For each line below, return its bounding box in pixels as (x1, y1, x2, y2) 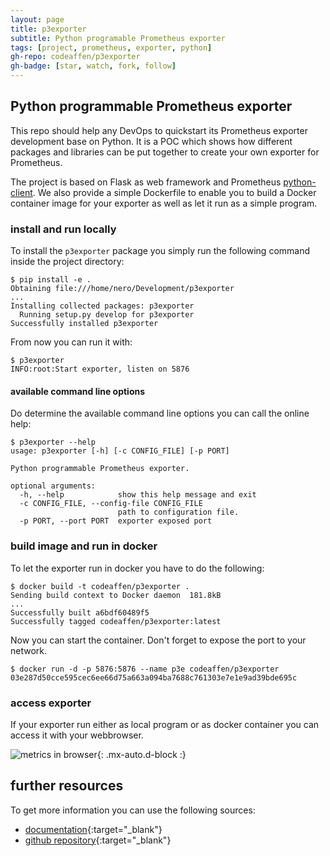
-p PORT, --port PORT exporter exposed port (19, 516, 213, 526)
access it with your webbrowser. (10, 729, 144, 741)
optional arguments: (10, 481, 97, 491)
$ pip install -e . (10, 275, 92, 285)
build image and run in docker (10, 539, 158, 553)
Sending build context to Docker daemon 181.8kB (10, 590, 222, 600)
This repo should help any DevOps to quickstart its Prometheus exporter (10, 124, 308, 136)
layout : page (10, 14, 65, 25)
